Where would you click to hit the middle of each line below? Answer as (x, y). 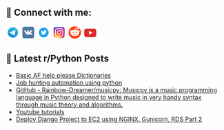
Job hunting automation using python (69, 83)
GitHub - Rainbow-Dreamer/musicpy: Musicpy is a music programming (116, 89)
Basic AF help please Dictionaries (63, 75)
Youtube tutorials (40, 111)
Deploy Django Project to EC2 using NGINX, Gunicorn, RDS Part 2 (109, 119)
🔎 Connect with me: (49, 13)
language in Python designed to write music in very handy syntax (109, 97)
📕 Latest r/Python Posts (58, 59)
